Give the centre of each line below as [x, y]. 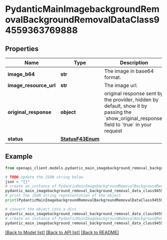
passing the [118, 112]
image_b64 [21, 74]
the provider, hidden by [131, 100]
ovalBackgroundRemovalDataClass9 [83, 20]
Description [134, 62]
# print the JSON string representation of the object [63, 196]
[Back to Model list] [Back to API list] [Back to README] [62, 233]
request [113, 131]
